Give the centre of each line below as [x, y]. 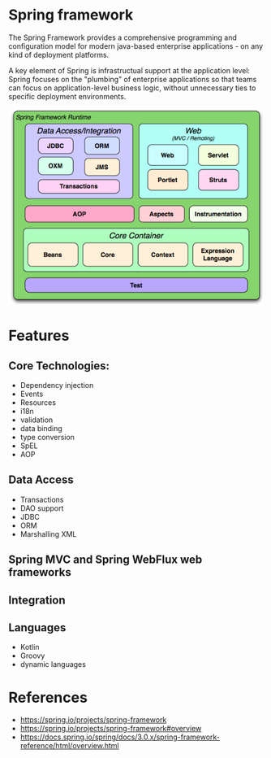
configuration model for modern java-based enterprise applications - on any [136, 46]
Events [32, 394]
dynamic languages [53, 664]
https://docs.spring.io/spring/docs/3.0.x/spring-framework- [120, 737]
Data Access [41, 480]
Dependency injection [57, 386]
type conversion [47, 438]
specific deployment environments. [67, 96]
